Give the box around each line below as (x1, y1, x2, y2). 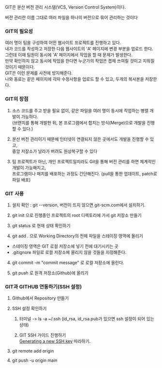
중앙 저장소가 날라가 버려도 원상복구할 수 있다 (12, 148, 98, 154)
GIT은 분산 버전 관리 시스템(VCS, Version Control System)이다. (5, 4, 126, 10)
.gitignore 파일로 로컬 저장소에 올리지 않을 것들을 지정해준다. (12, 249, 127, 255)
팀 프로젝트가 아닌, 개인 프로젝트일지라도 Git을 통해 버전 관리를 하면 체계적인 (12, 158, 156, 164)
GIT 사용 (5, 190, 24, 197)
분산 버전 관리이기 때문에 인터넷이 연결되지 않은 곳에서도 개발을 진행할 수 (12, 136, 149, 142)
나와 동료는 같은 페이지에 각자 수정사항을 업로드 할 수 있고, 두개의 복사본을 (5, 76, 144, 82)
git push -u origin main (12, 357, 58, 363)
